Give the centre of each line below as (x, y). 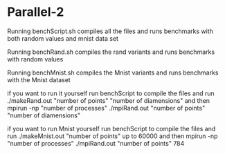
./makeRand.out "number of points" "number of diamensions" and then (108, 100)
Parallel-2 (36, 12)
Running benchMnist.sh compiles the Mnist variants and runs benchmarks (113, 73)
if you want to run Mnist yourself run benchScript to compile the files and (111, 128)
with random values (35, 59)
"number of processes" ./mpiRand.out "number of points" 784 (96, 143)
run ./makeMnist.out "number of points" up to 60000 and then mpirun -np (112, 136)
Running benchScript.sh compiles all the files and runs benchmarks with (110, 31)
